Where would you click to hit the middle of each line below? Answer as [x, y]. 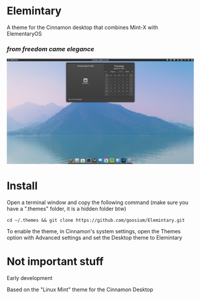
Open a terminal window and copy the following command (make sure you [98, 202]
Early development [30, 278]
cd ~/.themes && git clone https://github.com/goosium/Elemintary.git [96, 220]
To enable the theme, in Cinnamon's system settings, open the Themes [94, 231]
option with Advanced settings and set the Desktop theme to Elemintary [95, 237]
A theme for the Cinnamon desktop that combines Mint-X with [82, 27]
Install [22, 186]
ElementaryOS [24, 33]
